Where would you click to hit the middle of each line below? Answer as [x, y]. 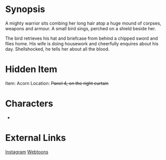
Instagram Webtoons [27, 151]
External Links [36, 138]
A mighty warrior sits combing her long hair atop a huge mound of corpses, [83, 23]
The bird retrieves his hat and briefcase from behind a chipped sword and [82, 38]
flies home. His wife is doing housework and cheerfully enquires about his [82, 43]
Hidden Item [31, 69]
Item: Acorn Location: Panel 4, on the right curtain [57, 83]
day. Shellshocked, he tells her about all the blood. [57, 49]
